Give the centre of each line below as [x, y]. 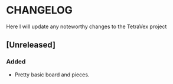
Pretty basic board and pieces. [52, 75]
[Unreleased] [31, 45]
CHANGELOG [39, 10]
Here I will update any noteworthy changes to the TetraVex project [86, 26]
